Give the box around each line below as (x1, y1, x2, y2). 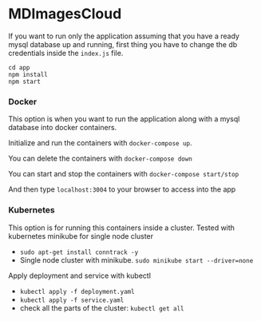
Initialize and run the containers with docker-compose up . (8, 138, 193, 148)
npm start (8, 77, 42, 85)
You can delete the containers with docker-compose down (8, 153, 193, 164)
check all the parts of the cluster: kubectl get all (19, 303, 184, 312)
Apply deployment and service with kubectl (8, 271, 152, 280)
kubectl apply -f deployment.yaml (19, 287, 135, 295)
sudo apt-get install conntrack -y (19, 248, 139, 256)
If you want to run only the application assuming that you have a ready (8, 31, 239, 41)
